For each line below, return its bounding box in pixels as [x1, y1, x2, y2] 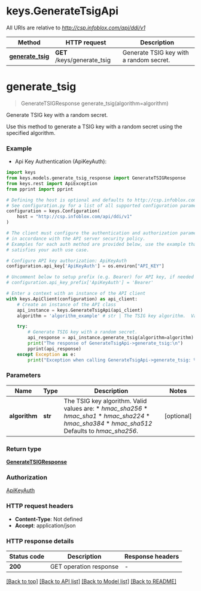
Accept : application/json [14, 521, 76, 529]
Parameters [6, 371, 41, 379]
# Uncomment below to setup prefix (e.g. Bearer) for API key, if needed [6, 274, 194, 280]
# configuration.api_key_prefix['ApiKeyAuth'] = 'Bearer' [6, 280, 154, 286]
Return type [6, 445, 42, 453]
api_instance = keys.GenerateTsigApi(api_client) [17, 307, 144, 313]
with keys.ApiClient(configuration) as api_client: [6, 295, 138, 302]
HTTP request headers [6, 502, 74, 510]
